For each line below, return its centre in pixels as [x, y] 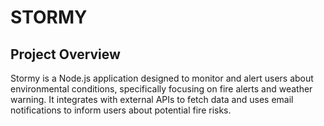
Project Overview [65, 54]
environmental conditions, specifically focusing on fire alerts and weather [161, 89]
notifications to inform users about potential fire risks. [121, 110]
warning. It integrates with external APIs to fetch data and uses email [152, 99]
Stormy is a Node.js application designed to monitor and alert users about [162, 78]
